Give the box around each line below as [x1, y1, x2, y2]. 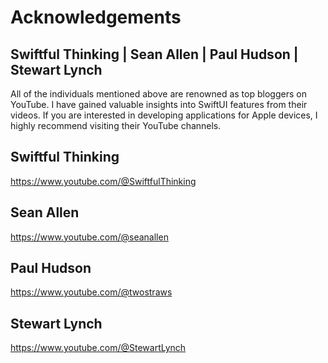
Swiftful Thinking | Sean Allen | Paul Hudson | [10, 46, 299, 63]
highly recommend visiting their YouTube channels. [10, 120, 222, 131]
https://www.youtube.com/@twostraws [10, 286, 173, 298]
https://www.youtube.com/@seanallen [10, 231, 169, 243]
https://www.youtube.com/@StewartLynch [10, 342, 187, 354]
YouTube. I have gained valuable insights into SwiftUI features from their [10, 99, 308, 110]
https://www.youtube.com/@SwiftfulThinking [10, 175, 197, 187]
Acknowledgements [10, 6, 182, 29]
